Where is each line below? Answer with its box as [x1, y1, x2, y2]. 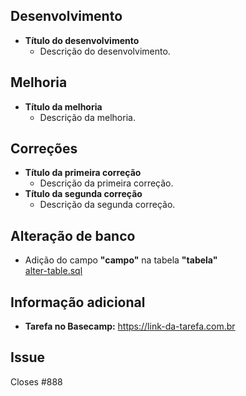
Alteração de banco [10, 227, 136, 244]
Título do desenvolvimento [24, 34, 140, 46]
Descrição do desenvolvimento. [39, 45, 171, 57]
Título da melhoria [24, 100, 103, 113]
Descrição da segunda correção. [39, 199, 176, 211]
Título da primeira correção [24, 167, 142, 179]
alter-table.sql [24, 265, 83, 277]
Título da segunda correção [24, 188, 143, 200]
